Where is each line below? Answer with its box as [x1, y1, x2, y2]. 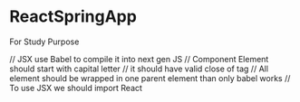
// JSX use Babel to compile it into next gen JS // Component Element [9, 53, 269, 64]
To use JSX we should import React [9, 82, 143, 93]
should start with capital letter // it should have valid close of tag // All [9, 63, 269, 74]
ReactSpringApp [9, 6, 138, 27]
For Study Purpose [9, 36, 80, 47]
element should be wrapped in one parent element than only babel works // [9, 72, 291, 83]
